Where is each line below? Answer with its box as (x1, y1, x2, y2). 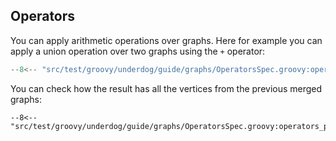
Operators (10, 8, 76, 25)
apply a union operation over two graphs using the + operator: (10, 45, 266, 57)
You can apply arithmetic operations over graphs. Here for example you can (10, 34, 323, 46)
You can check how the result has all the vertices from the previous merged (10, 82, 323, 94)
